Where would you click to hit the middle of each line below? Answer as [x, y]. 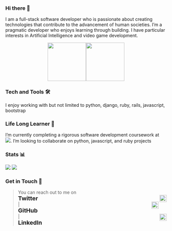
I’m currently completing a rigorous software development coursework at [82, 134]
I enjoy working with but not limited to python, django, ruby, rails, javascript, [85, 105]
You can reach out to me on [47, 192]
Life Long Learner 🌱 [30, 124]
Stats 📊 [15, 154]
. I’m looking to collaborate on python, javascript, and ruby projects [81, 141]
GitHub [28, 211]
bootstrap [16, 110]
